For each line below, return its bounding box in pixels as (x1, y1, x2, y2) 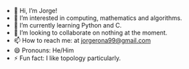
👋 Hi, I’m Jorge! (13, 7, 58, 14)
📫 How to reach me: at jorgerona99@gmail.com (13, 37, 151, 44)
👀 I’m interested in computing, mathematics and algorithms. (13, 14, 182, 22)
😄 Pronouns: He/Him (13, 46, 74, 55)
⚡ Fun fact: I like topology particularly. (13, 54, 122, 62)
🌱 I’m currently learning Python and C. (13, 21, 122, 29)
